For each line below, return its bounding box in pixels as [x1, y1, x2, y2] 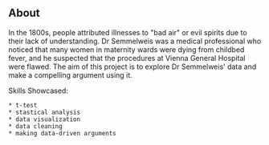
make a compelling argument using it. [8, 70, 132, 79]
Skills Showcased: [8, 86, 68, 95]
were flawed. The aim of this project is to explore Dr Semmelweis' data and [8, 62, 257, 71]
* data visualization [8, 115, 81, 123]
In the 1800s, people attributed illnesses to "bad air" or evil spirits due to [8, 27, 247, 37]
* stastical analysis [8, 108, 81, 116]
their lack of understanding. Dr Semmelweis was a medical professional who [8, 36, 262, 46]
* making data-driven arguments [8, 129, 116, 137]
